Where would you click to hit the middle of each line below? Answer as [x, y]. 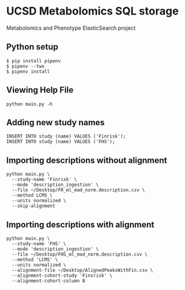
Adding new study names [55, 122]
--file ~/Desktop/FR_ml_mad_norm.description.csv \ [79, 190]
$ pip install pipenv [34, 61]
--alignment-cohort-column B [49, 281]
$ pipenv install [28, 71]
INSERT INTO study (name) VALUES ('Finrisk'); [66, 137]
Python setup [32, 47]
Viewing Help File [40, 90]
